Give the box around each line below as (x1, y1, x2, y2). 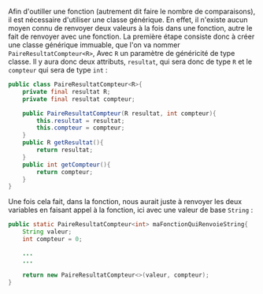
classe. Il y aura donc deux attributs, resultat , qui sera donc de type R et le (8, 57, 253, 66)
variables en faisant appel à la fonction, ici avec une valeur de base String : (8, 205, 254, 215)
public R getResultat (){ (22, 139, 104, 147)
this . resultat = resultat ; (36, 117, 125, 125)
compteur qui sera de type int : (8, 65, 108, 74)
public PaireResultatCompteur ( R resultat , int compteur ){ (22, 110, 217, 117)
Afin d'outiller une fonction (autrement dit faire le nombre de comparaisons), (8, 7, 256, 16)
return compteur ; (36, 168, 93, 176)
